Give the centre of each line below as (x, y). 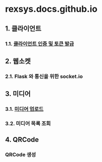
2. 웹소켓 (18, 61)
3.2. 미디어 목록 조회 (28, 124)
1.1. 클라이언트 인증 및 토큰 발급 (40, 44)
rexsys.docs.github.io (51, 9)
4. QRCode (22, 140)
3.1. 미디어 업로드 (24, 109)
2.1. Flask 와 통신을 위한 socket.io (44, 76)
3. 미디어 (18, 94)
